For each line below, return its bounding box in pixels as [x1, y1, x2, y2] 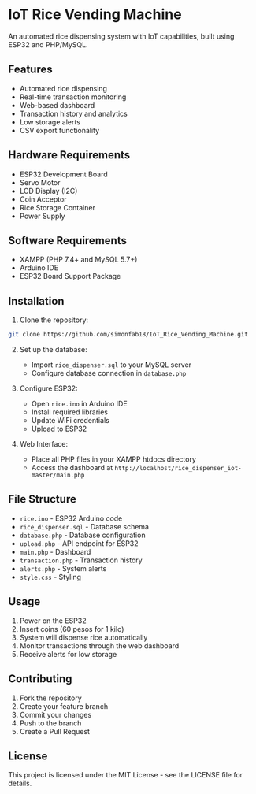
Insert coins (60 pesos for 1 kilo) [19, 624, 124, 633]
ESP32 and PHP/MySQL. [8, 39, 88, 49]
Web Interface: [19, 440, 69, 449]
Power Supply [19, 211, 65, 221]
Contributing [8, 672, 72, 686]
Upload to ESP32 [31, 424, 87, 434]
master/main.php [31, 471, 85, 480]
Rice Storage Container [19, 202, 96, 212]
